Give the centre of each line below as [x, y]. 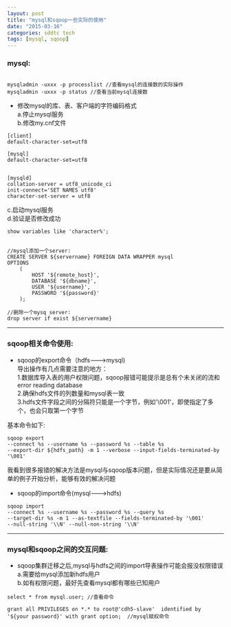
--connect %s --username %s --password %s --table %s [86, 444]
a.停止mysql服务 [40, 114]
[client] [20, 136]
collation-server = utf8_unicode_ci [59, 184]
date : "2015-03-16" [35, 26]
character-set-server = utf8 [49, 196]
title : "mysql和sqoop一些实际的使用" [57, 20]
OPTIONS [18, 263]
